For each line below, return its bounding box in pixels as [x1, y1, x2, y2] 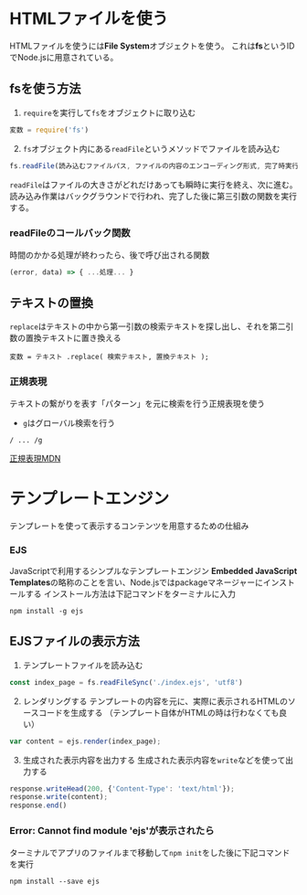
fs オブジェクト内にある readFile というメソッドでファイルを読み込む [22, 143, 281, 154]
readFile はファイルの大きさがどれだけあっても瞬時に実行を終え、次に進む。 [9, 179, 298, 190]
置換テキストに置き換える [25, 333, 122, 344]
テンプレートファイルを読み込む [22, 659, 143, 670]
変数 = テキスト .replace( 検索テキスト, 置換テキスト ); [9, 353, 209, 362]
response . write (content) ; [9, 793, 108, 802]
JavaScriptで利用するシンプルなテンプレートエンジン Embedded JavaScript [9, 566, 298, 577]
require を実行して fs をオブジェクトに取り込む [22, 107, 196, 118]
